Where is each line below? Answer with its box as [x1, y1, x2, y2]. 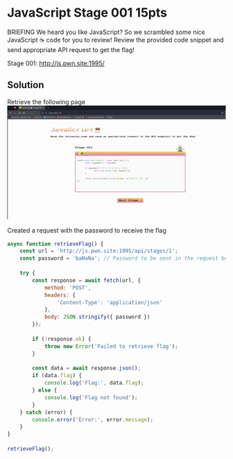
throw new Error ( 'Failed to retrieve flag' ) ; [44, 342, 178, 350]
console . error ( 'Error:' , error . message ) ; [32, 416, 154, 423]
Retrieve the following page [7, 97, 85, 106]
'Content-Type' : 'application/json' [56, 299, 163, 306]
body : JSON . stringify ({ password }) [44, 314, 150, 321]
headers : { [44, 292, 76, 299]
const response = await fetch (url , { [32, 276, 141, 284]
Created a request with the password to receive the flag [7, 226, 166, 234]
